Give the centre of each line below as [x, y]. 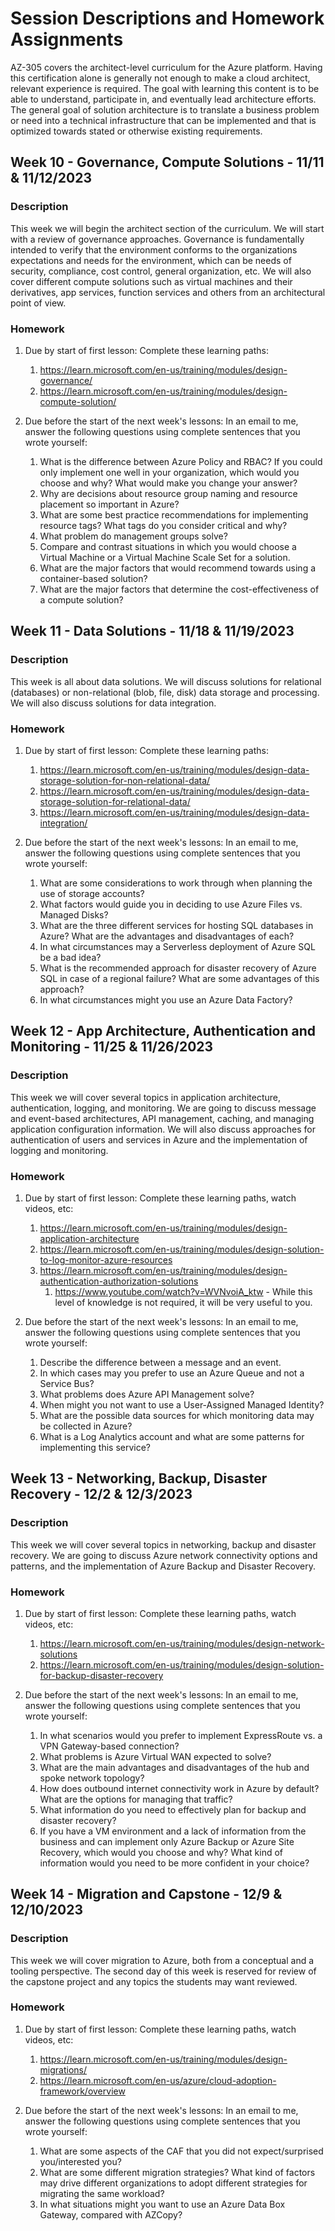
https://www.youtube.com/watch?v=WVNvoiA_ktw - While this [183, 1291]
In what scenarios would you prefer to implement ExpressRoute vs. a [181, 1735]
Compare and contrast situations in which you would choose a [168, 546]
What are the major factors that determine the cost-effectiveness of [179, 589]
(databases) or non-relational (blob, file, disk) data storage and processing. [165, 692]
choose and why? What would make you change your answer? [168, 483]
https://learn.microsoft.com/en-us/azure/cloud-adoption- [158, 2080]
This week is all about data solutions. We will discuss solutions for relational [166, 681]
